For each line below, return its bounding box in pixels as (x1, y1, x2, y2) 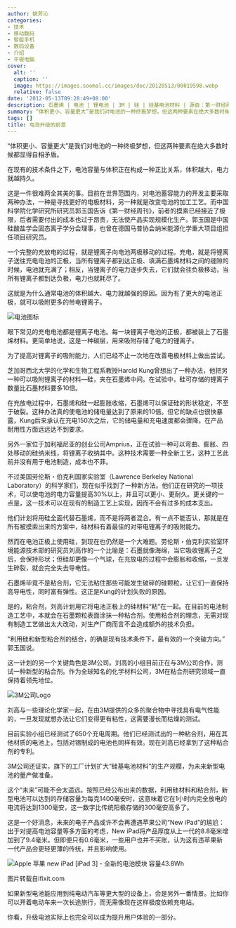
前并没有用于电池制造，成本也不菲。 (7, 457, 112, 465)
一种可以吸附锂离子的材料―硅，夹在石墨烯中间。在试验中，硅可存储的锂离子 (7, 375, 229, 383)
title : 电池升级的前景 (7, 121, 67, 128)
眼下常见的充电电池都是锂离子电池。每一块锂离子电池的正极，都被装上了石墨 (7, 327, 229, 336)
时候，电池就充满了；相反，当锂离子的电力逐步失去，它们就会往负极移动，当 (7, 265, 229, 274)
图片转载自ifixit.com (7, 874, 65, 882)
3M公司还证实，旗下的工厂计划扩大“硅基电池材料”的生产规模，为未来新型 (7, 762, 219, 770)
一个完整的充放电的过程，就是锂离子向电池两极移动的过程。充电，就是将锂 (7, 247, 223, 256)
